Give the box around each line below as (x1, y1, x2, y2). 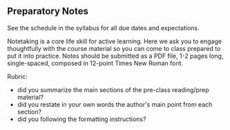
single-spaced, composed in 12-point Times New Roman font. (7, 58, 184, 67)
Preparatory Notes (7, 6, 88, 17)
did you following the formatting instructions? (17, 115, 146, 123)
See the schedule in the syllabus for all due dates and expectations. (7, 23, 200, 32)
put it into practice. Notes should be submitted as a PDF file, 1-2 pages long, (7, 52, 224, 60)
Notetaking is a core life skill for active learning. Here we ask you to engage (7, 37, 222, 45)
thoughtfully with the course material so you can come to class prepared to (7, 44, 221, 52)
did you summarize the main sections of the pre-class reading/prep (17, 85, 209, 94)
